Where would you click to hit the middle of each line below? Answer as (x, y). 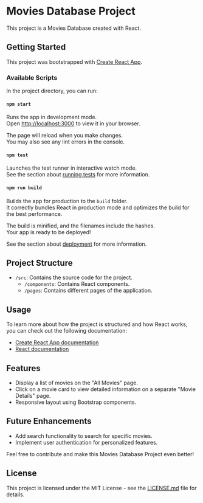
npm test (17, 155)
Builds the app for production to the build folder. (67, 201)
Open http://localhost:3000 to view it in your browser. (74, 123)
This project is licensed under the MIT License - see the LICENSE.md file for (101, 488)
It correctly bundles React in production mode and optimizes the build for (98, 207)
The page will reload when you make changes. (65, 136)
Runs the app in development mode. (52, 117)
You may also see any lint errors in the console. (65, 142)
